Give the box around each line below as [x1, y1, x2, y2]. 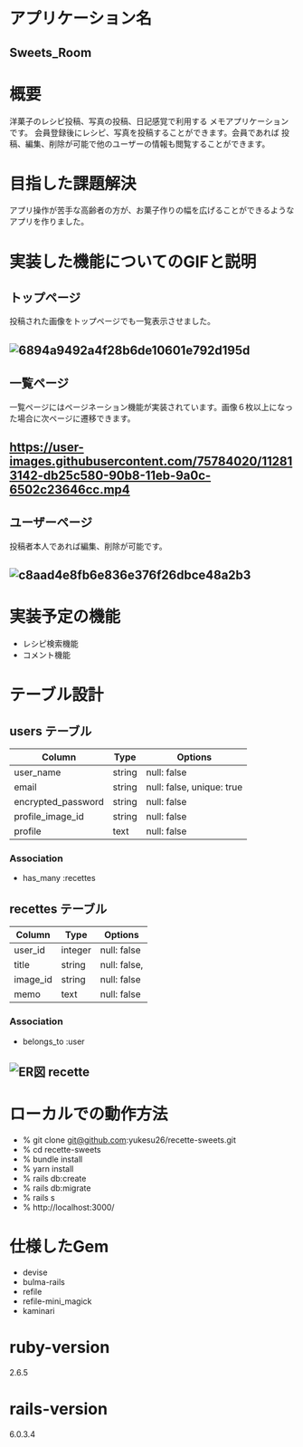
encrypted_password [14, 796, 104, 809]
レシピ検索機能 [22, 638, 79, 649]
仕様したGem [9, 1237, 109, 1257]
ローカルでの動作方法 [9, 1104, 169, 1125]
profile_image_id [14, 810, 84, 823]
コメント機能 [22, 649, 71, 661]
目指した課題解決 [9, 173, 137, 194]
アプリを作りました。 [9, 216, 89, 227]
